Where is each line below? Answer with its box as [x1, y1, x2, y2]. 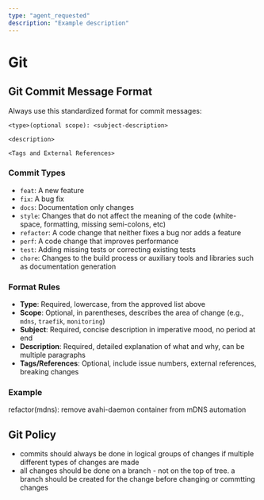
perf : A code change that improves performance [19, 236, 179, 246]
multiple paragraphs [19, 351, 86, 360]
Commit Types [8, 168, 66, 179]
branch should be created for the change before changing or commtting [19, 475, 255, 484]
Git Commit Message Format [8, 85, 153, 99]
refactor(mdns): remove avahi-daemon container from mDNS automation [8, 405, 247, 414]
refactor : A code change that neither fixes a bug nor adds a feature [19, 227, 242, 237]
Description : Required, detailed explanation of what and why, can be [19, 342, 245, 351]
